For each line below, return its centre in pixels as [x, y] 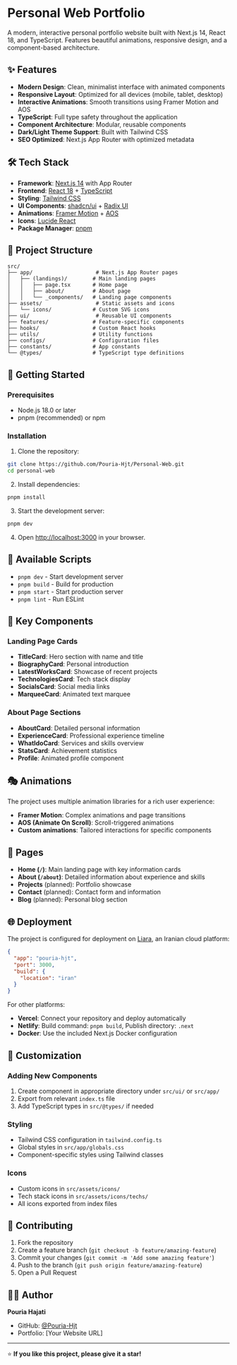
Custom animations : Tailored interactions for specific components [114, 830]
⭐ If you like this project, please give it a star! [74, 1354]
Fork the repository [45, 1243]
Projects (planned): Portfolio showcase [74, 885]
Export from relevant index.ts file [66, 1098]
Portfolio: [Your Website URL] [60, 1333]
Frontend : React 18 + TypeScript [65, 190]
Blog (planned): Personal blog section [73, 899]
